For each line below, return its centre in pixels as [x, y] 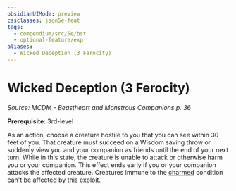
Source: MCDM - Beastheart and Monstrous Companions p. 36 [99, 107]
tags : [15, 27]
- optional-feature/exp [48, 40]
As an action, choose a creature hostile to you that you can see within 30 [113, 135]
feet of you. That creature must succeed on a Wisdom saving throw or [109, 142]
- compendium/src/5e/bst [50, 33]
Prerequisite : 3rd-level [41, 121]
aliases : [20, 47]
